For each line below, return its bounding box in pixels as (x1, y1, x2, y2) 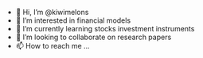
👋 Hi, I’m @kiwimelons (15, 8, 89, 16)
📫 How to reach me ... (15, 42, 90, 50)
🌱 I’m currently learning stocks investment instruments (15, 24, 195, 33)
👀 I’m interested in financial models (15, 16, 131, 25)
